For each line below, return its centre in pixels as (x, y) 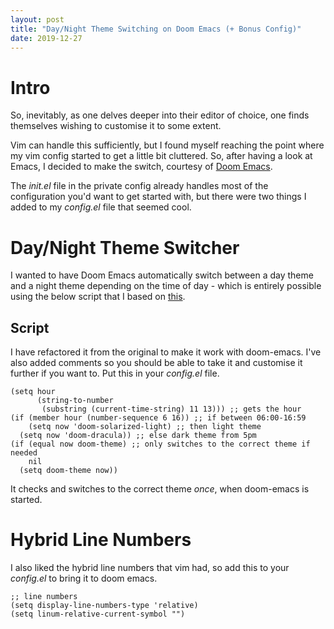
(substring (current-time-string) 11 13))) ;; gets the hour (171, 409)
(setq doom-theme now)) (68, 471)
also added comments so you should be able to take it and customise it (156, 363)
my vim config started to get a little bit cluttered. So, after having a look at (161, 156)
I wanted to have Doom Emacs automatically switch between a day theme (162, 275)
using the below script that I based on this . (98, 297)
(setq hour (33, 392)
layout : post (37, 19)
